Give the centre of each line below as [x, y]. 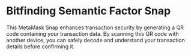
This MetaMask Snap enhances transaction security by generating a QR [95, 27]
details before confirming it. [41, 46]
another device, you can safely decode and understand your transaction [95, 40]
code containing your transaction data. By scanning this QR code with [92, 33]
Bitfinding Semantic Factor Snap [89, 11]
